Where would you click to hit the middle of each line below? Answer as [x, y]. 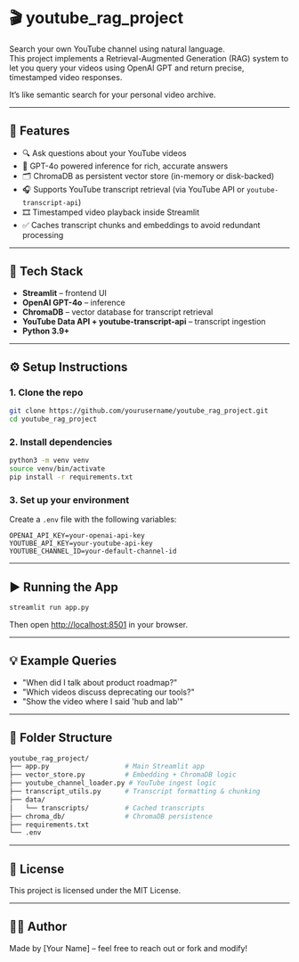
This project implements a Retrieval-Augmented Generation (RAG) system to [149, 58]
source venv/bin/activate [57, 469]
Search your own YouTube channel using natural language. [117, 49]
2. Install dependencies [61, 441]
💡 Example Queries [63, 661]
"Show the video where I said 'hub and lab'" [103, 701]
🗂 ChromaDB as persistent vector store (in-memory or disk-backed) [148, 176]
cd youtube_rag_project [53, 419]
